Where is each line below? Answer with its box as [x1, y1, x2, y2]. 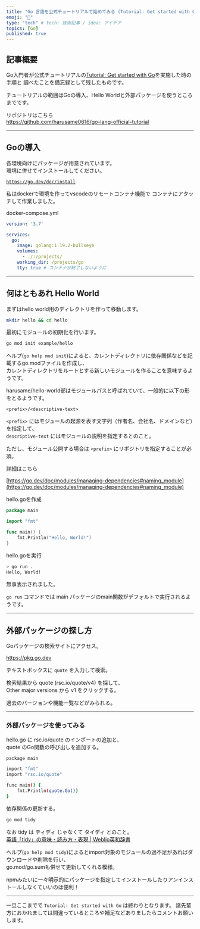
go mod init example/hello [6, 341, 73, 347]
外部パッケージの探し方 [6, 625, 92, 635]
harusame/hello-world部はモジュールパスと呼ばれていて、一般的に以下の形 [6, 387, 190, 394]
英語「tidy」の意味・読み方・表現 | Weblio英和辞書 [6, 836, 131, 843]
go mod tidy [6, 816, 36, 822]
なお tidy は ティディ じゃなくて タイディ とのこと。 [6, 828, 133, 836]
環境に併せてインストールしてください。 [6, 167, 105, 174]
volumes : [17, 248, 39, 254]
